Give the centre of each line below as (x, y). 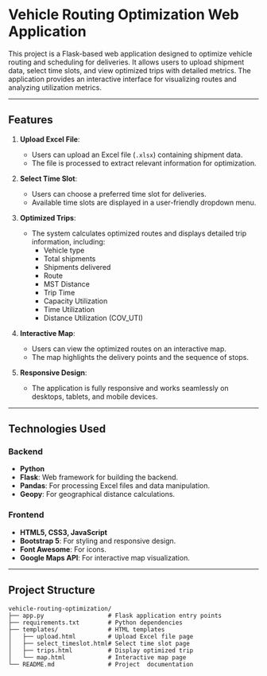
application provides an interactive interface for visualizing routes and (122, 79)
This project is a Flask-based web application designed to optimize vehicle (130, 53)
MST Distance (66, 283)
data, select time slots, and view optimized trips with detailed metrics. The (130, 70)
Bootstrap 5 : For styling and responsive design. (98, 541)
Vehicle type (64, 250)
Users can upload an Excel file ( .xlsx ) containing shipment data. (137, 154)
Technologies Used (57, 429)
